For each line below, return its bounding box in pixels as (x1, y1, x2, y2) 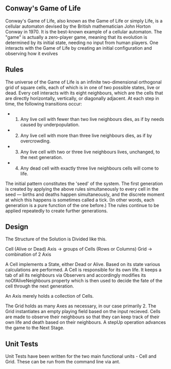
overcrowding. (20, 138, 51, 144)
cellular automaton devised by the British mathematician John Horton (5, 23, 151, 29)
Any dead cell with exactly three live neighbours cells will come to (20, 165, 159, 171)
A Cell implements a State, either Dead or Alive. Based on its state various (5, 261, 160, 268)
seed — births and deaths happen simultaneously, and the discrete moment (5, 191, 165, 197)
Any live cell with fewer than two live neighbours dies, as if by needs (20, 116, 164, 122)
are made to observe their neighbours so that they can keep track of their (5, 314, 160, 320)
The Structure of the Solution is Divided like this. (5, 236, 107, 242)
